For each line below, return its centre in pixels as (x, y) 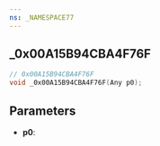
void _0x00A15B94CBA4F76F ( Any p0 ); (76, 83)
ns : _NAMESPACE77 (42, 17)
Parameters (43, 111)
